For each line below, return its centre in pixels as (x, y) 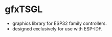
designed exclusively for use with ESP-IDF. (57, 28)
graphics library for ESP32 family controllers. (59, 23)
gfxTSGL (24, 9)
